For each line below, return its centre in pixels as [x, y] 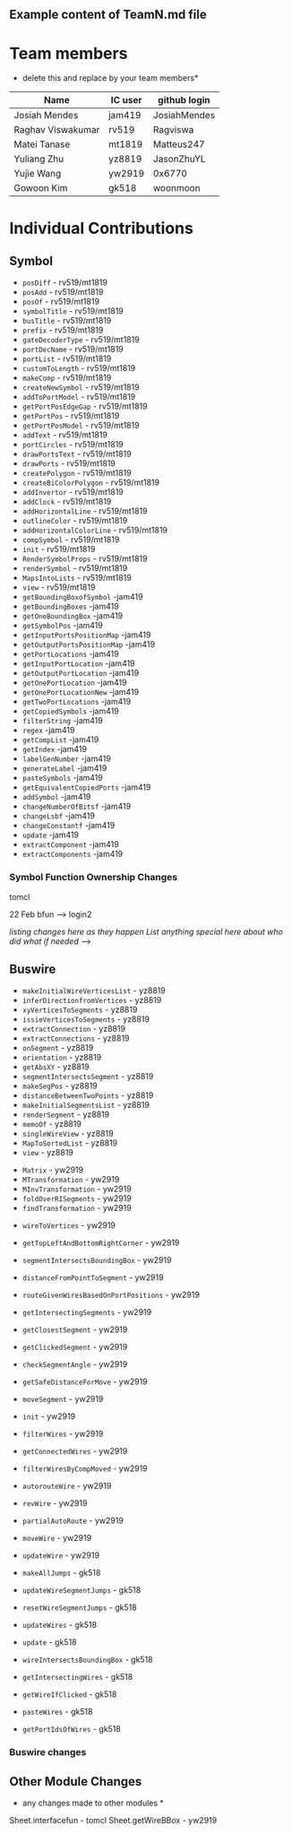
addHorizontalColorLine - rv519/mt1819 [95, 530]
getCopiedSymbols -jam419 [70, 711]
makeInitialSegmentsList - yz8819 [86, 1105]
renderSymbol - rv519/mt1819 [75, 568]
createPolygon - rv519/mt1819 [77, 473]
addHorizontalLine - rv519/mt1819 [85, 511]
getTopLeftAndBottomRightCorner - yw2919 [101, 1243]
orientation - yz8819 [62, 1058]
